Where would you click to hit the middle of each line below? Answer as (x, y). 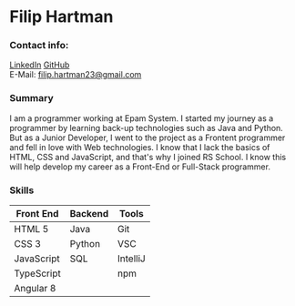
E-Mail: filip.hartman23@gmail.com (76, 75)
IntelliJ (131, 259)
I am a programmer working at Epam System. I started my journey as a (142, 118)
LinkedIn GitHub (40, 65)
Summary (32, 98)
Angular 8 (35, 289)
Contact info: (39, 46)
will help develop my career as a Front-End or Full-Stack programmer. (140, 167)
